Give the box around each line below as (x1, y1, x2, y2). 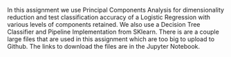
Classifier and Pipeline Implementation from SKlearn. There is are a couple (7, 27, 219, 36)
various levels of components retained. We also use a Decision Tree (7, 21, 201, 28)
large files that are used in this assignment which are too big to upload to (7, 35, 215, 43)
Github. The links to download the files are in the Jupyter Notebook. (7, 43, 201, 50)
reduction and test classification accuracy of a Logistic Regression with (7, 13, 211, 21)
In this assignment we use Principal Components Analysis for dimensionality (7, 6, 225, 14)
